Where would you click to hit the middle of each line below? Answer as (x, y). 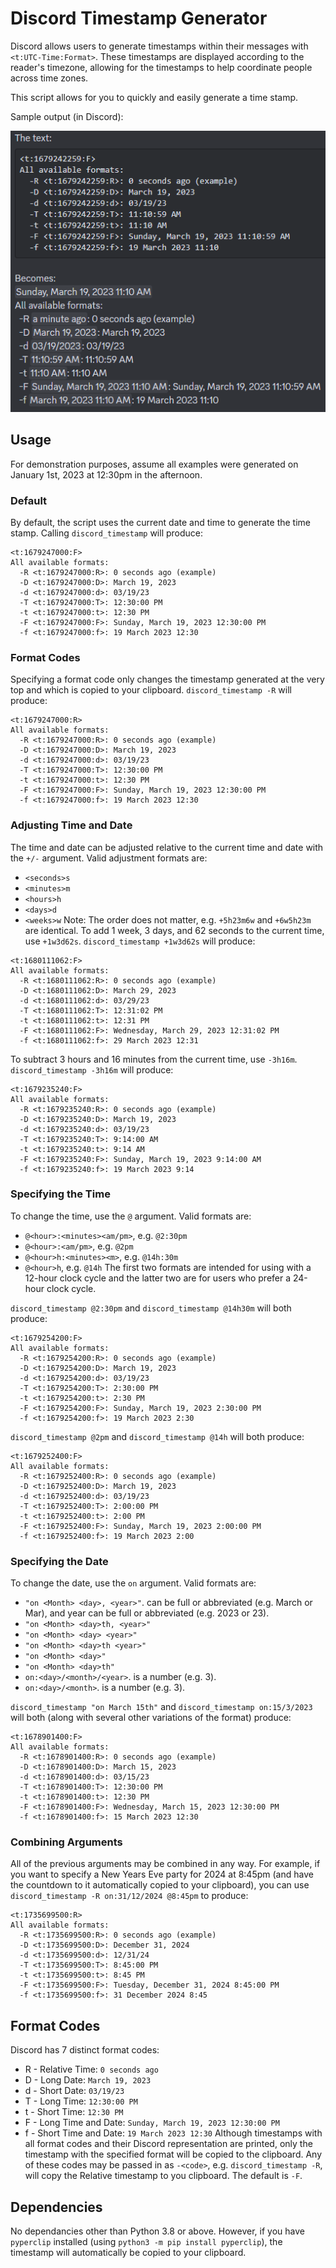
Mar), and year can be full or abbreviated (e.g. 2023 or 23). (147, 1613)
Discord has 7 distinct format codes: (85, 2050)
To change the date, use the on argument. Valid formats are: (133, 1583)
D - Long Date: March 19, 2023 (88, 2080)
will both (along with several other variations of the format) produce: (151, 1718)
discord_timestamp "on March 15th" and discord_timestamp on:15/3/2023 (161, 1707)
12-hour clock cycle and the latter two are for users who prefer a (158, 1278)
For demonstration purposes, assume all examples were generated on (154, 464)
